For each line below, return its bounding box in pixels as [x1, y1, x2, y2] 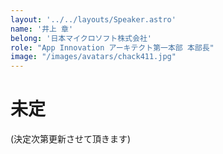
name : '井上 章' [10, 24, 74, 34]
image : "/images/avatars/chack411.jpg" [10, 52, 177, 62]
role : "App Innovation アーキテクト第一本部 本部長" [10, 42, 215, 53]
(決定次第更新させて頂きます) [10, 133, 132, 145]
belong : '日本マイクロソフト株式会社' [10, 33, 152, 43]
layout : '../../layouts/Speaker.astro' [10, 14, 177, 25]
